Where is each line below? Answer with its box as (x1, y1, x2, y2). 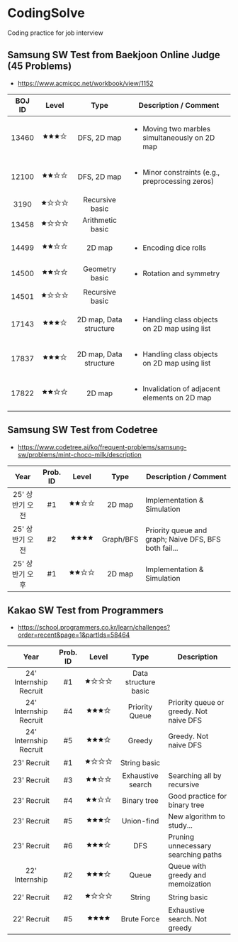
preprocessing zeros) (142, 176, 215, 186)
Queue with (168, 861, 207, 871)
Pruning (168, 832, 195, 842)
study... (168, 821, 193, 831)
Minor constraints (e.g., (142, 167, 220, 177)
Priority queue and (144, 525, 208, 535)
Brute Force (120, 914, 160, 924)
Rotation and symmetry (142, 268, 220, 278)
